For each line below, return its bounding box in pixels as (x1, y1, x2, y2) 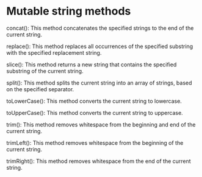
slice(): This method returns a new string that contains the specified (6, 61, 177, 68)
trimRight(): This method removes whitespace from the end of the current (6, 157, 191, 165)
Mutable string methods (6, 4, 131, 18)
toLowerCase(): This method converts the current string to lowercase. (6, 97, 182, 105)
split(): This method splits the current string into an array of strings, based (6, 79, 192, 86)
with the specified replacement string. (6, 49, 102, 56)
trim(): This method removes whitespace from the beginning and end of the (6, 120, 196, 128)
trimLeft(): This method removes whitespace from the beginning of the (6, 139, 184, 147)
